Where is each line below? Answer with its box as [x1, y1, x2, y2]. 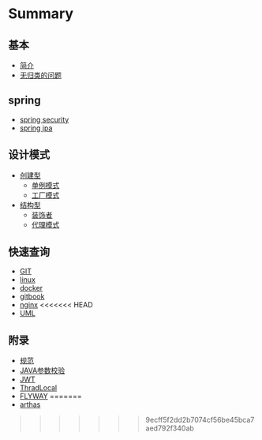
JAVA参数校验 [19, 366, 65, 375]
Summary [8, 5, 73, 23]
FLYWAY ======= [19, 392, 82, 401]
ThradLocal [19, 383, 58, 393]
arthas [19, 400, 41, 409]
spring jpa [19, 123, 53, 133]
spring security [19, 115, 69, 124]
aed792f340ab [145, 423, 195, 433]
